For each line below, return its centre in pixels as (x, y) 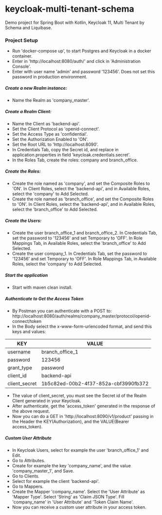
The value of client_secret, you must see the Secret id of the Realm (79, 396)
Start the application (27, 275)
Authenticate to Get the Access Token (44, 298)
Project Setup (21, 40)
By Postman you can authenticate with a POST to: (62, 311)
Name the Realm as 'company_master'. (51, 100)
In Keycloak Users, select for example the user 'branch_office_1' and (80, 450)
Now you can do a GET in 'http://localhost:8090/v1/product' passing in (83, 416)
